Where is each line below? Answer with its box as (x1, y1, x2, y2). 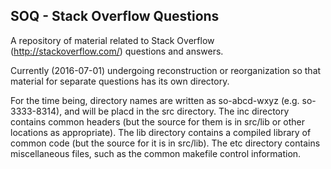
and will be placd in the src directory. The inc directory (64, 105, 290, 117)
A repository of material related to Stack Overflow (10, 34, 215, 46)
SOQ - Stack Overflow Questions (10, 8, 220, 25)
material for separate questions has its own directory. (10, 75, 230, 87)
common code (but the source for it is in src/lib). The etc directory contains (10, 137, 321, 149)
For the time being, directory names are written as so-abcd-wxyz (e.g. (10, 94, 300, 106)
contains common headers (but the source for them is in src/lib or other (10, 115, 306, 128)
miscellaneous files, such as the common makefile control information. (10, 147, 302, 159)
